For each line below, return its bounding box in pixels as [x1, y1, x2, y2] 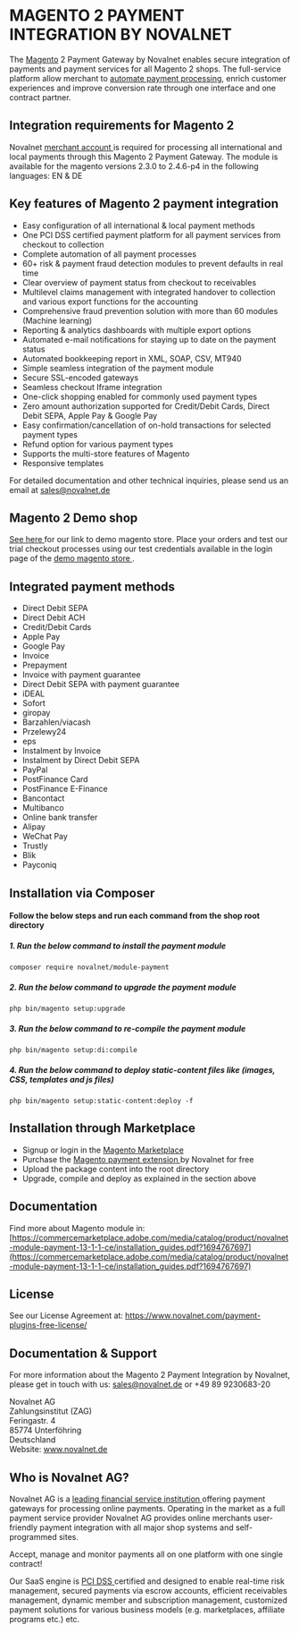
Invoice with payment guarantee [21, 669, 141, 680]
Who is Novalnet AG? [9, 1469, 129, 1485]
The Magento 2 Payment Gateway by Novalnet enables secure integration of [9, 54, 291, 64]
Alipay [21, 821, 46, 832]
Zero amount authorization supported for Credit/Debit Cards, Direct [21, 400, 270, 412]
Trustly [21, 840, 48, 851]
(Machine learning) [21, 315, 93, 326]
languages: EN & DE [9, 170, 83, 181]
